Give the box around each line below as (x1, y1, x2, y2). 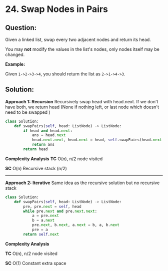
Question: (5, 23, 37, 32)
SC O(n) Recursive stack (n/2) (5, 165, 67, 171)
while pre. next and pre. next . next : (23, 209, 97, 214)
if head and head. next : (23, 128, 72, 133)
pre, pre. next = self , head (23, 204, 81, 209)
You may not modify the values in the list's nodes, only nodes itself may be (5, 46, 160, 52)
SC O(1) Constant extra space (5, 260, 66, 266)
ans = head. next (31, 133, 66, 138)
